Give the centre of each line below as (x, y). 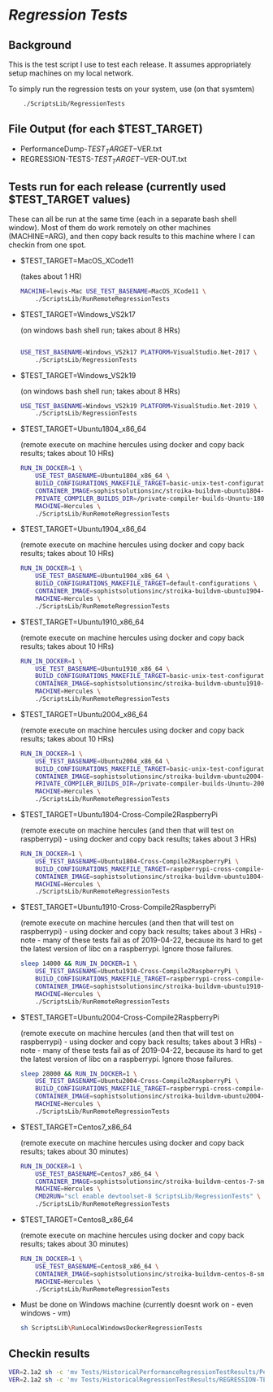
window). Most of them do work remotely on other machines (110, 228)
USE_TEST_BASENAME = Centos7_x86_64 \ (97, 1174)
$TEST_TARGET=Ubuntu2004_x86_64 (84, 714)
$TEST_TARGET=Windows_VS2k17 (78, 314)
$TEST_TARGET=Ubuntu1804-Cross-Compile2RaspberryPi (119, 815)
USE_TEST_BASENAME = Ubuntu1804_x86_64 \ (103, 476)
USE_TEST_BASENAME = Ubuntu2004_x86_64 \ (103, 761)
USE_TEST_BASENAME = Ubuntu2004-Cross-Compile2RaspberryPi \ (137, 1081)
